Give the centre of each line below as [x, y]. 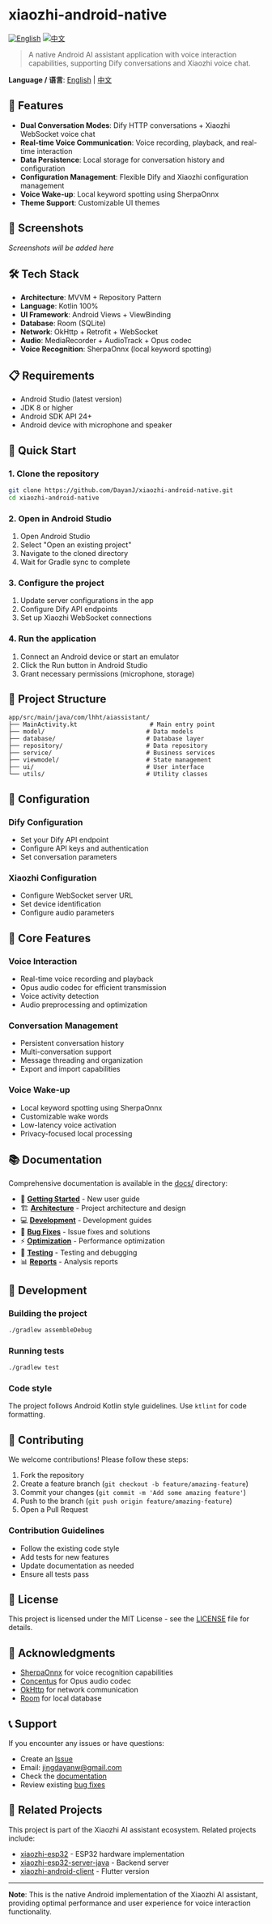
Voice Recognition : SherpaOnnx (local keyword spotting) [116, 349]
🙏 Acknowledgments [62, 1653]
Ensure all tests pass [54, 1574]
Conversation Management [64, 1026]
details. [21, 1628]
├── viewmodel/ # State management [110, 760]
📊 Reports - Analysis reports [69, 1262]
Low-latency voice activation [68, 1125]
